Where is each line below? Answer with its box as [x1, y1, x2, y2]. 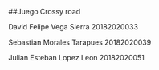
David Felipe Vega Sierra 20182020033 [8, 22, 139, 31]
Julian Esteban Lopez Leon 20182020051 [8, 53, 145, 62]
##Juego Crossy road [8, 7, 81, 16]
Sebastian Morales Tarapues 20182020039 [8, 37, 152, 47]
